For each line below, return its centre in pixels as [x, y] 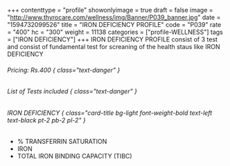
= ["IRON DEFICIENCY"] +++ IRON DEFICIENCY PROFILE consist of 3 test [113, 39]
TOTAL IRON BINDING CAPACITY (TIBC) [75, 156]
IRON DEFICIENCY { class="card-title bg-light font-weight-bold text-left [110, 113]
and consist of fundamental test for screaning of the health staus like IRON [114, 47]
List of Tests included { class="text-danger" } [72, 91]
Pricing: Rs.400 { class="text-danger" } [64, 70]
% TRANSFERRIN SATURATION [62, 142]
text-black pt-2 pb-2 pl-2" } [46, 120]
